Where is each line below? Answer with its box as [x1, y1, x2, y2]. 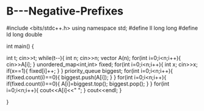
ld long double [6, 30, 43, 38]
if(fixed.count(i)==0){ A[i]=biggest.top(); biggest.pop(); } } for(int [6, 80, 170, 87]
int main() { [6, 42, 35, 50]
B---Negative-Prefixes [6, 4, 124, 18]
